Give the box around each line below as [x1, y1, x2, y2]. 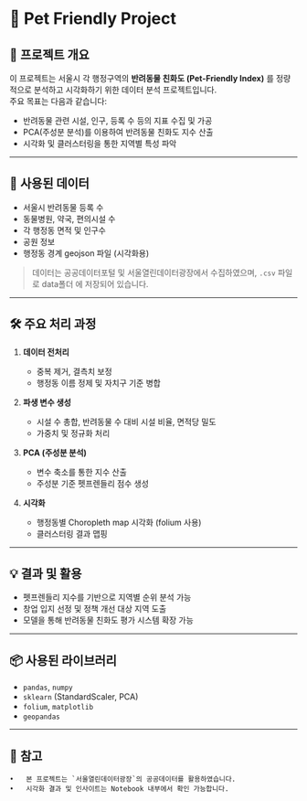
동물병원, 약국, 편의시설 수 [22, 213, 116, 224]
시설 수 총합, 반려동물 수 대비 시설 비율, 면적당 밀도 [36, 416, 217, 427]
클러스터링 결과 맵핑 [36, 528, 108, 539]
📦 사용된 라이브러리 [9, 653, 117, 668]
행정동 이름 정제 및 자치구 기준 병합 [36, 377, 162, 388]
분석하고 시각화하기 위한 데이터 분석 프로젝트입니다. [33, 84, 217, 95]
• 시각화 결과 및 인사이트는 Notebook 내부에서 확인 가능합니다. [9, 785, 229, 794]
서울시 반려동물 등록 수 [22, 201, 104, 213]
